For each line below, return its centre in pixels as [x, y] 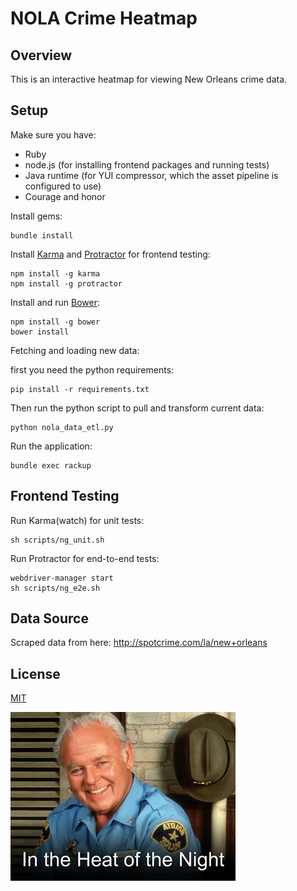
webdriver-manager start [62, 578]
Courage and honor [65, 196]
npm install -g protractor [66, 283]
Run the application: [51, 446]
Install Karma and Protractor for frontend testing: [110, 254]
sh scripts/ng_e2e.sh [55, 588]
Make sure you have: [53, 134]
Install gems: [36, 216]
